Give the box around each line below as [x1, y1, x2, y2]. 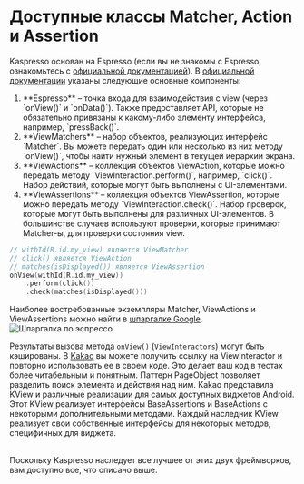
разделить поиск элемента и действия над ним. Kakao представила [9, 380, 274, 390]
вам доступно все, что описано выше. [9, 465, 158, 476]
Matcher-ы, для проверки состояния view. [22, 227, 186, 238]
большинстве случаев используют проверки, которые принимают [22, 218, 281, 229]
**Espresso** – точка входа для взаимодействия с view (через [22, 93, 268, 104]
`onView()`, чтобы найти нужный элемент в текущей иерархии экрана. [22, 150, 296, 161]
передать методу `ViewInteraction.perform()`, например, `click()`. [22, 170, 273, 181]
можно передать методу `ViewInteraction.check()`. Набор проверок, [22, 198, 287, 210]
